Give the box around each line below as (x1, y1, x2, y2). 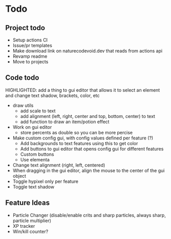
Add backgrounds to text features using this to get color (20, 140, 138, 146)
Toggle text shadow (12, 183, 55, 189)
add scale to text (20, 108, 56, 114)
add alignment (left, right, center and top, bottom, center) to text (20, 113, 156, 119)
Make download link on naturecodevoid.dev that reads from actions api (12, 48, 162, 54)
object (12, 173, 27, 179)
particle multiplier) (12, 218, 52, 224)
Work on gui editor (12, 124, 52, 130)
